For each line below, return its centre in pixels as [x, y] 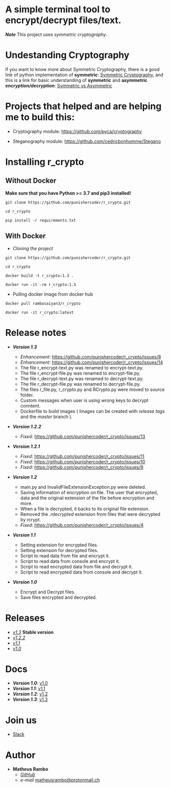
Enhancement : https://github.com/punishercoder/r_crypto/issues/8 [91, 357]
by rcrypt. [31, 519]
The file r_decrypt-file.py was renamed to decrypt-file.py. [80, 384]
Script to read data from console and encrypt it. [70, 561]
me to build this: [40, 117]
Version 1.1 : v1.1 [29, 689]
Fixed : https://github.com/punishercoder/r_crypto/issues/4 [82, 525]
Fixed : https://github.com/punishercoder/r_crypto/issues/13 [83, 436]
